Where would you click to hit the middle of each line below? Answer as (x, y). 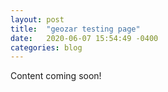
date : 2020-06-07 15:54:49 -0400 (84, 38)
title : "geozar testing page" (75, 29)
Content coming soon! (56, 76)
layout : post (37, 19)
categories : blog (46, 47)
